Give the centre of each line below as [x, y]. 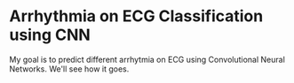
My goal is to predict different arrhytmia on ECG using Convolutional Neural [147, 59]
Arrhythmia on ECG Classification [136, 16]
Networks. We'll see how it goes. [69, 69]
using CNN [50, 35]
